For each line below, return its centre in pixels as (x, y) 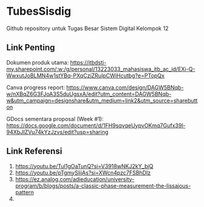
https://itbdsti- (88, 62)
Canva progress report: (36, 87)
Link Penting (31, 48)
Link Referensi (34, 151)
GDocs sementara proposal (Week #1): (55, 119)
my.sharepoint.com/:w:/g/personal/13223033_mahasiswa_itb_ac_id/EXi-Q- (101, 69)
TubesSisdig (39, 11)
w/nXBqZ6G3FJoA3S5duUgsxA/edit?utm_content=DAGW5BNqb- (89, 94)
